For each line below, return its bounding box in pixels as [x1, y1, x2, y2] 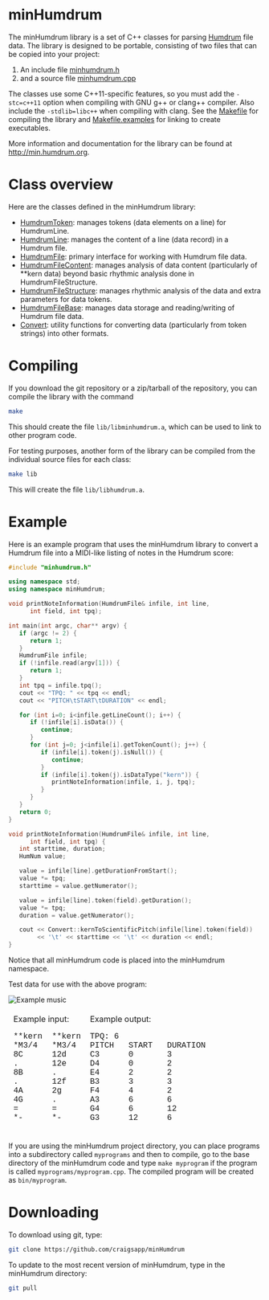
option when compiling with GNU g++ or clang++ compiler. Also [43, 97, 255, 107]
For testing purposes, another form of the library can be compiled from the [8, 446, 255, 456]
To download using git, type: [8, 1229, 103, 1239]
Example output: [89, 1014, 152, 1024]
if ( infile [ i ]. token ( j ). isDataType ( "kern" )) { [40, 771, 199, 779]
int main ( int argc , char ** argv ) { [8, 621, 128, 630]
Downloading [8, 1204, 99, 1222]
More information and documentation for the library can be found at [8, 138, 233, 148]
